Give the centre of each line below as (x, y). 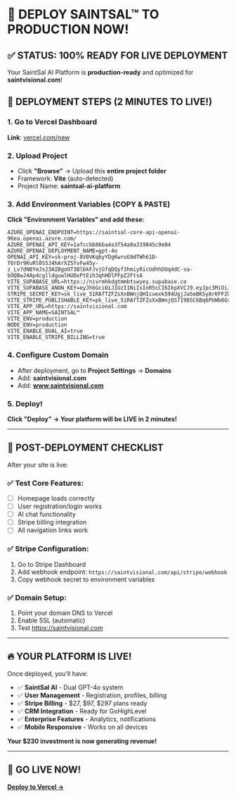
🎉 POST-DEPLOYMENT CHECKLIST (85, 448)
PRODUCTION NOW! (68, 29)
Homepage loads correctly (56, 498)
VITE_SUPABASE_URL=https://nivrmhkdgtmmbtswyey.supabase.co (97, 282)
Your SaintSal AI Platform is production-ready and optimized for (100, 72)
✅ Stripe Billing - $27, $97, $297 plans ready (82, 703)
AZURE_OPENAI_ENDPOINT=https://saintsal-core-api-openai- (94, 233)
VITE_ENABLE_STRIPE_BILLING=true (56, 338)
